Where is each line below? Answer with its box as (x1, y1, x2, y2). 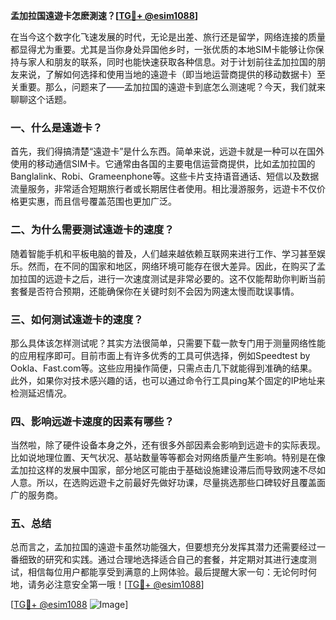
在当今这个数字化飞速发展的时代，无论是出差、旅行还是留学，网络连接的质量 (10, 31, 326, 43)
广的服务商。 (10, 489, 63, 501)
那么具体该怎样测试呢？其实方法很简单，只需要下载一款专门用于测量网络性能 (10, 337, 326, 349)
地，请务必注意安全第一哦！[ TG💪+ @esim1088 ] (10, 579, 205, 591)
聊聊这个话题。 (10, 94, 72, 105)
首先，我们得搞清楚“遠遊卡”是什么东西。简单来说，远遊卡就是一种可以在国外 (10, 145, 325, 158)
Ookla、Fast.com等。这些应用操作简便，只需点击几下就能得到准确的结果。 (10, 362, 318, 374)
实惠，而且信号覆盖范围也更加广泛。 (27, 195, 177, 208)
